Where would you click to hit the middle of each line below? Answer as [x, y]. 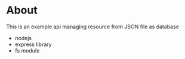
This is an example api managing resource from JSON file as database [92, 27]
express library [33, 44]
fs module [27, 50]
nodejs [23, 38]
